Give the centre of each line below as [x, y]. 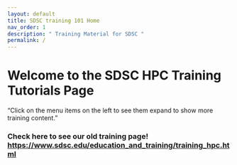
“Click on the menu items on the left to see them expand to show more [110, 110]
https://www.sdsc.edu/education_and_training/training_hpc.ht [118, 145]
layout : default [31, 14]
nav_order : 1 [27, 27]
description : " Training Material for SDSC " [76, 34]
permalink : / [27, 41]
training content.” [33, 118]
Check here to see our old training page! [78, 136]
